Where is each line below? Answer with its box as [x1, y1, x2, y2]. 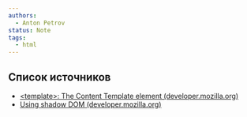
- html [15, 41, 37, 49]
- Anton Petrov [15, 19, 65, 27]
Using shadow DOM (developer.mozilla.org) [19, 100, 162, 109]
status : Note [8, 26, 51, 34]
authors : [8, 11, 37, 20]
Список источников [8, 70, 111, 84]
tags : [8, 33, 26, 42]
